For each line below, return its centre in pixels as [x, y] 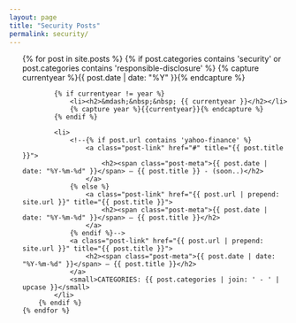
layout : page [33, 17]
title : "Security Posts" [55, 26]
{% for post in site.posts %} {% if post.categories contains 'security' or [152, 59]
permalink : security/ [49, 34]
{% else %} [90, 187]
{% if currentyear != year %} [110, 94]
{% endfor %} [46, 311]
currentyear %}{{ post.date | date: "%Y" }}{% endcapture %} [133, 78]
